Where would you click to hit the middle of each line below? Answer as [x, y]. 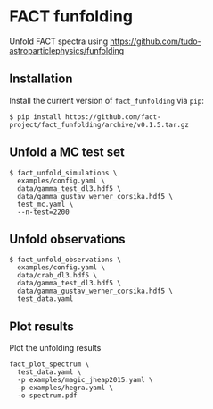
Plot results [41, 326]
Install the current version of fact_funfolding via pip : [107, 100]
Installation [41, 79]
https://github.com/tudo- [156, 41]
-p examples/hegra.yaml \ [66, 388]
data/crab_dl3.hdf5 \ [57, 276]
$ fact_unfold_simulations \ [63, 173]
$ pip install [36, 117]
